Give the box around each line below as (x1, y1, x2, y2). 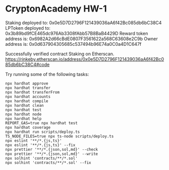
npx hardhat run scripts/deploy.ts (5, 129, 80, 134)
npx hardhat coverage (5, 125, 51, 130)
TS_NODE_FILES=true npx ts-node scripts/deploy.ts (5, 134, 114, 139)
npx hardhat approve (5, 81, 49, 86)
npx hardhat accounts (5, 94, 51, 99)
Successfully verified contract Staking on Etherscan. (5, 51, 115, 57)
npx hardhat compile (5, 99, 49, 104)
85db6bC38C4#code (5, 61, 50, 67)
